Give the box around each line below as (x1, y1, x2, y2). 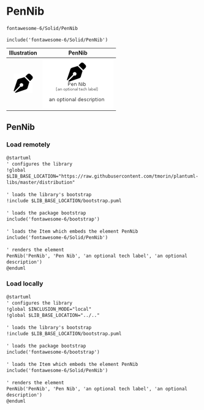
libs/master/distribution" (6, 179, 75, 185)
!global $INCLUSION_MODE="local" (6, 306, 92, 313)
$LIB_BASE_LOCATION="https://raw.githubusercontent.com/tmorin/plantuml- (6, 173, 199, 179)
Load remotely (6, 140, 51, 148)
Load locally (6, 279, 43, 287)
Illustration (9, 49, 38, 56)
